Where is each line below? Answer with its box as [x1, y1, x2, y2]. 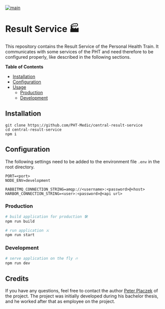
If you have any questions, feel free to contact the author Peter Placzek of [5, 288, 158, 294]
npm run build [5, 219, 35, 224]
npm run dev [5, 260, 30, 266]
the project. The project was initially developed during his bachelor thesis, [5, 293, 158, 299]
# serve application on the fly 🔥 [5, 256, 78, 261]
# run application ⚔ [5, 228, 49, 233]
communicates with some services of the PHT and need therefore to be [5, 48, 153, 55]
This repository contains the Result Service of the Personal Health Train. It [5, 43, 159, 49]
